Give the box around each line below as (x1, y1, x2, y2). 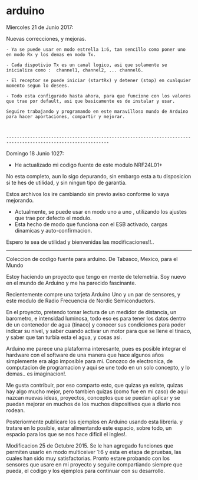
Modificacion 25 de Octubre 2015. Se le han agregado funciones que (6, 442, 174, 449)
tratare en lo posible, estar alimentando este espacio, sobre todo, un (6, 424, 172, 432)
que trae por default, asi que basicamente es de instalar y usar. (6, 98, 176, 104)
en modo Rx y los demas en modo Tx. (6, 51, 96, 57)
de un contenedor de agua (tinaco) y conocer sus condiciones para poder (6, 321, 186, 328)
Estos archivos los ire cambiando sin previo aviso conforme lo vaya (6, 190, 169, 197)
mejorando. (6, 197, 34, 204)
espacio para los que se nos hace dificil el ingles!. (6, 430, 127, 437)
